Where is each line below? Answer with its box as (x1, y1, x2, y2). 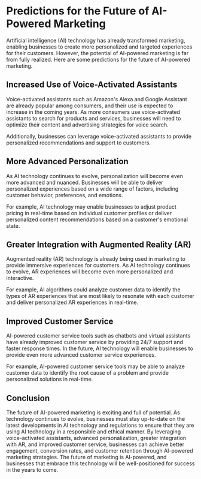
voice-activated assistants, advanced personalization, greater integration (6, 435, 187, 441)
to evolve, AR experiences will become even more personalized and (6, 268, 173, 275)
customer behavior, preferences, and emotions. (6, 191, 124, 198)
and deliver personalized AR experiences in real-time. (6, 299, 139, 306)
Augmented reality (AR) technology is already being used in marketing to (6, 255, 185, 263)
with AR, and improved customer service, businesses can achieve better (6, 441, 184, 448)
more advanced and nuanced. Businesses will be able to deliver (6, 179, 163, 186)
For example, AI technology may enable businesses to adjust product (6, 203, 176, 210)
